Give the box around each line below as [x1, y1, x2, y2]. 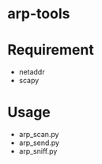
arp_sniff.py [18, 147, 58, 156]
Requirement [7, 41, 94, 59]
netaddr [18, 67, 45, 77]
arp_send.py [18, 138, 60, 147]
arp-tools [7, 5, 70, 23]
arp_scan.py [18, 130, 59, 139]
